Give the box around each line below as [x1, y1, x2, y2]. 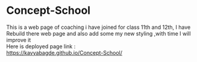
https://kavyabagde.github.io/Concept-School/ [6, 49, 122, 56]
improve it [6, 36, 31, 43]
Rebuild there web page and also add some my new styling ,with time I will [6, 29, 191, 37]
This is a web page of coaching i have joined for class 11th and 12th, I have [6, 23, 191, 31]
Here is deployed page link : [6, 43, 76, 50]
